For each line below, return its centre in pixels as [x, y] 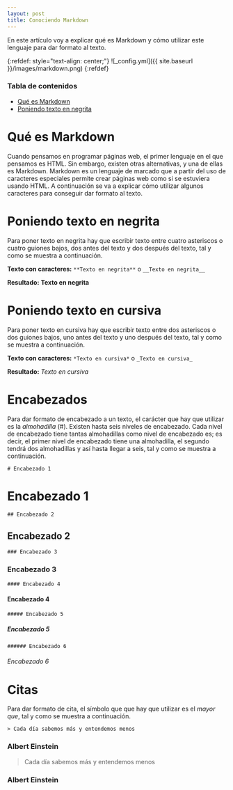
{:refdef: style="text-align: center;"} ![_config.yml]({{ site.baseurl [100, 61]
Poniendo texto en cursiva [85, 310]
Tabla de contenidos [42, 86]
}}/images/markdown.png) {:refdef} [58, 68]
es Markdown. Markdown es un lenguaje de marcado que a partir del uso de [116, 171]
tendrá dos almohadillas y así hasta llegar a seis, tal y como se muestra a [112, 448]
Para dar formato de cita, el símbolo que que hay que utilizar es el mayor [111, 709]
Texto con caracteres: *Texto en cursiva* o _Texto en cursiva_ [100, 358]
